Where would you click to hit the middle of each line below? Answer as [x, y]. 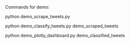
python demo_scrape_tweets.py [38, 16]
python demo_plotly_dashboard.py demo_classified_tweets [65, 35]
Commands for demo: [27, 7]
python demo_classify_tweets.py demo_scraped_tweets [62, 26]
